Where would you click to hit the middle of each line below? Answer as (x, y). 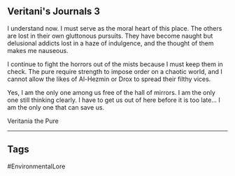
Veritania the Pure (33, 121)
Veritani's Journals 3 (54, 12)
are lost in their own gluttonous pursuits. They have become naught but (110, 36)
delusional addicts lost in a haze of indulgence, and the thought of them (111, 43)
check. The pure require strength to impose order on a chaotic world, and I (115, 71)
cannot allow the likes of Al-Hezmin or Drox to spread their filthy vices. (109, 79)
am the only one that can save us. (56, 107)
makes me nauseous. (38, 50)
